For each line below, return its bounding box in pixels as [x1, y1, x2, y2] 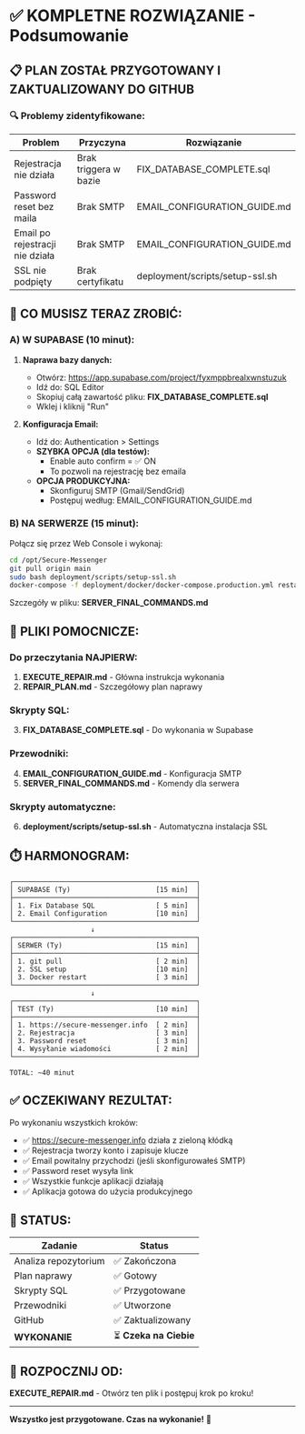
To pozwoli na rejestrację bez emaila [49, 466, 187, 476]
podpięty [14, 275, 53, 287]
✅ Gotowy [113, 1269, 157, 1282]
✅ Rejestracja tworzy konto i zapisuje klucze [22, 1145, 189, 1156]
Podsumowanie [9, 25, 129, 46]
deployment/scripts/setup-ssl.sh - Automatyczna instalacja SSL [22, 820, 268, 832]
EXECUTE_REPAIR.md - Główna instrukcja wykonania [22, 672, 225, 683]
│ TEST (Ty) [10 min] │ [9, 1004, 202, 1014]
